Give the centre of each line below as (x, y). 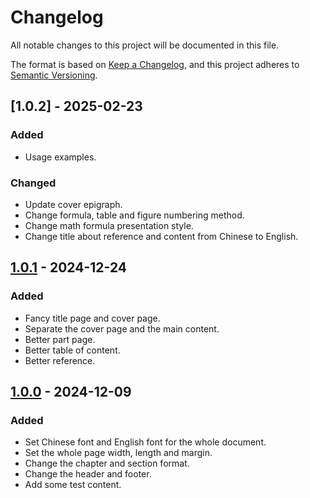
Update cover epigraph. (73, 204)
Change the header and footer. (88, 474)
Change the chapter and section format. (107, 463)
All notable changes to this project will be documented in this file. (145, 45)
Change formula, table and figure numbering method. (134, 215)
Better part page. (60, 339)
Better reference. (60, 360)
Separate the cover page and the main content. (122, 328)
